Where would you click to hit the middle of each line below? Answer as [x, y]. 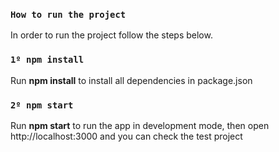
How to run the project [68, 14]
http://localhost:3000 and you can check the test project [126, 136]
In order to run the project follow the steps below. [111, 35]
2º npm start [42, 105]
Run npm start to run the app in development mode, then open [140, 125]
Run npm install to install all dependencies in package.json [131, 80]
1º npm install [47, 60]
